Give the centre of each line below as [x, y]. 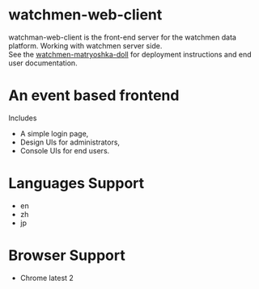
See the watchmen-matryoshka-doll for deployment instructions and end [130, 54]
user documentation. [43, 63]
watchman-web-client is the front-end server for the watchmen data [123, 37]
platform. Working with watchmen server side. [85, 45]
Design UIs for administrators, [70, 142]
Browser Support [67, 255]
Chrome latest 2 [47, 278]
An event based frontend [94, 96]
